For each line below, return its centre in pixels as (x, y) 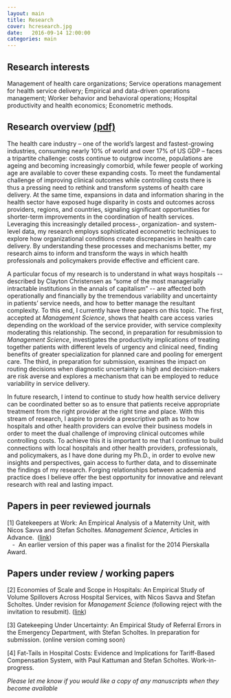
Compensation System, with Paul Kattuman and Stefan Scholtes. (99, 660)
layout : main (26, 13)
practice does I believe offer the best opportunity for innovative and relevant (115, 477)
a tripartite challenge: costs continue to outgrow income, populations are (110, 158)
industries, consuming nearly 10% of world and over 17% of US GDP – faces (115, 151)
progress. (21, 668)
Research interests (48, 67)
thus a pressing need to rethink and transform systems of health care (105, 187)
